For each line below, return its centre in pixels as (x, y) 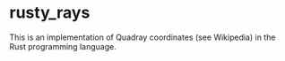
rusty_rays (50, 13)
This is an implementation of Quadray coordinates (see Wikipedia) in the (142, 37)
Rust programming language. (63, 46)
